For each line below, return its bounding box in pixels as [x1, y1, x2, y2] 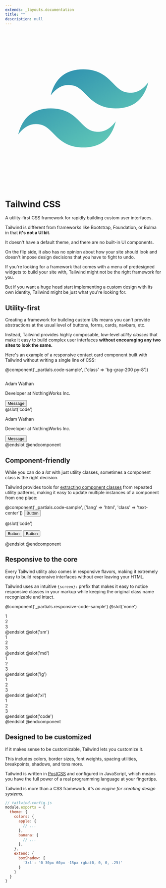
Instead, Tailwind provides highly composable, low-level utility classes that [5, 332, 158, 338]
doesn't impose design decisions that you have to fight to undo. [5, 254, 135, 260]
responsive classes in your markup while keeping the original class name [5, 588, 155, 594]
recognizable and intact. [5, 594, 55, 600]
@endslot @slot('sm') [5, 629, 50, 635]
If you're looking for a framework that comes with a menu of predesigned [5, 264, 155, 270]
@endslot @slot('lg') [5, 671, 47, 677]
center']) [5, 509, 23, 516]
